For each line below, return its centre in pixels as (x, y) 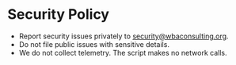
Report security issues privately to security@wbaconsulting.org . (124, 36)
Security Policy (59, 14)
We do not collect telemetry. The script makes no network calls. (123, 52)
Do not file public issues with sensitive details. (94, 44)
